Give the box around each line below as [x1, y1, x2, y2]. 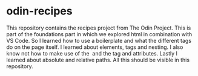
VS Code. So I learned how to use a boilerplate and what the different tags [6, 37, 192, 44]
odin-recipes [6, 4, 73, 18]
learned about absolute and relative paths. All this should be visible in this [6, 56, 190, 63]
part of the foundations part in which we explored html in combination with [6, 30, 193, 37]
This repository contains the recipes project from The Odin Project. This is [6, 24, 191, 31]
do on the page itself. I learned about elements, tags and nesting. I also [6, 43, 183, 51]
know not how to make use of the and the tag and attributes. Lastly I [6, 49, 177, 57]
